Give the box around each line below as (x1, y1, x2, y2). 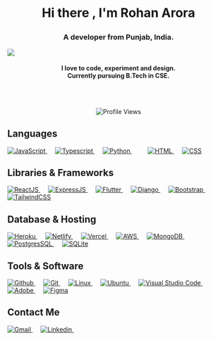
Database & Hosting (7, 213, 97, 225)
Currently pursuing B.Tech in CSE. (67, 72, 170, 80)
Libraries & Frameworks (7, 167, 114, 179)
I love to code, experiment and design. (61, 64, 176, 73)
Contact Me (7, 306, 60, 318)
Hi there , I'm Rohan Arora (42, 5, 195, 21)
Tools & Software (7, 260, 84, 272)
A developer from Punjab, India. (63, 32, 174, 42)
